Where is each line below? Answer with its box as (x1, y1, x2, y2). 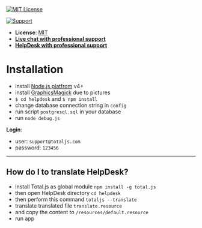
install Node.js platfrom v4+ (14, 82, 84, 89)
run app (14, 215, 35, 222)
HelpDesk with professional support (14, 42, 108, 49)
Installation (6, 63, 64, 76)
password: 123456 (14, 144, 59, 151)
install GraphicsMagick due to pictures (14, 89, 111, 96)
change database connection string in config (14, 101, 127, 109)
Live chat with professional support (14, 35, 106, 42)
